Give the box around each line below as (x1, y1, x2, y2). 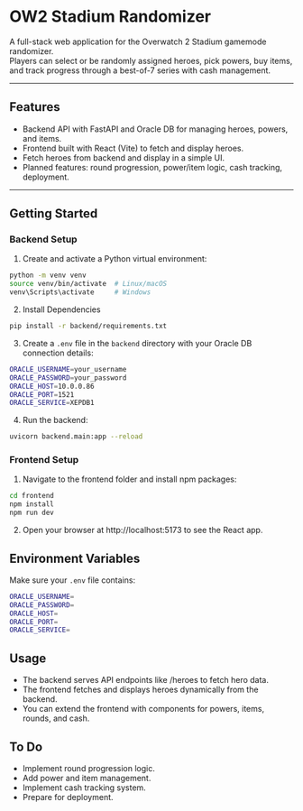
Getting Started (9, 206, 98, 222)
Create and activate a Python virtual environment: (22, 253, 207, 264)
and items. (22, 133, 62, 143)
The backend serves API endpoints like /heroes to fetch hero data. (22, 675, 269, 686)
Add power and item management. (22, 772, 151, 783)
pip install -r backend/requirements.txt (9, 322, 168, 331)
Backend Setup (9, 233, 78, 245)
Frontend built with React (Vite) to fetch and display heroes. (22, 143, 244, 153)
